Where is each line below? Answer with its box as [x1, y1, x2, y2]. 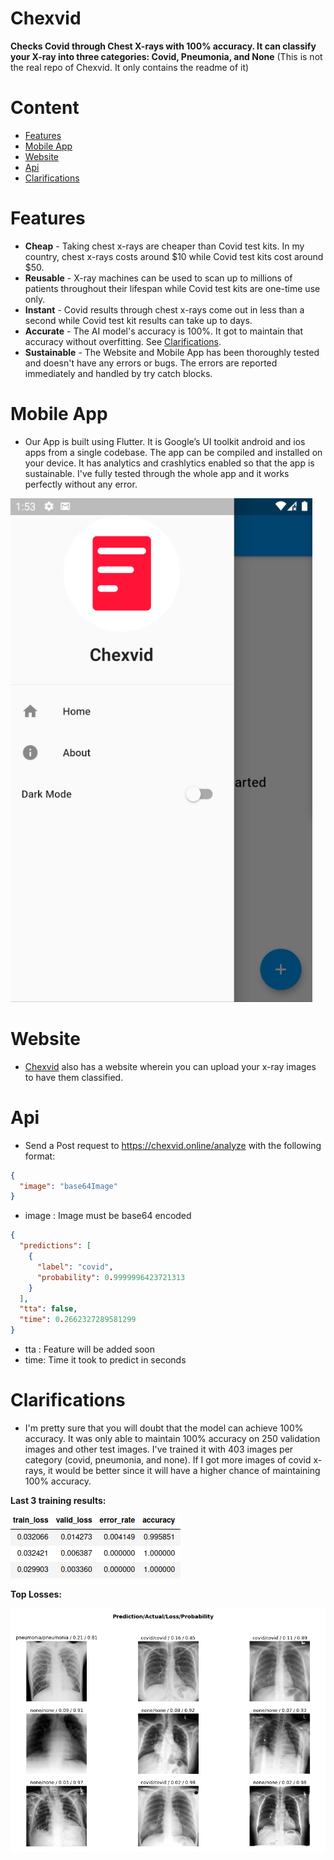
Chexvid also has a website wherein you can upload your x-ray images [24, 1060, 317, 1072]
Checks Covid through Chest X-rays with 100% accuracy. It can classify [10, 40, 317, 52]
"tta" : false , [19, 1304, 78, 1314]
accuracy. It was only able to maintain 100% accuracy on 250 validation [24, 1432, 321, 1444]
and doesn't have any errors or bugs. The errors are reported [24, 357, 278, 369]
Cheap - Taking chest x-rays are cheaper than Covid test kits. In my [24, 240, 305, 252]
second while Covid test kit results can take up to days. [24, 314, 253, 326]
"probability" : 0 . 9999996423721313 [36, 1272, 186, 1282]
